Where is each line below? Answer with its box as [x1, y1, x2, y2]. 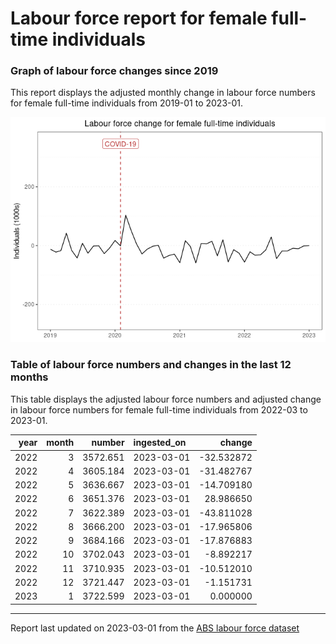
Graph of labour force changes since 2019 [10, 64, 219, 78]
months [10, 370, 49, 384]
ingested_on [133, 437, 187, 449]
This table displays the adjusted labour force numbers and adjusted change [10, 393, 322, 405]
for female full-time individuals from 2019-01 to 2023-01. [10, 97, 244, 109]
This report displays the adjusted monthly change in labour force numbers [10, 87, 316, 99]
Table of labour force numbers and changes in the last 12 [10, 358, 292, 372]
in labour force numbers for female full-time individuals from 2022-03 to [10, 403, 308, 416]
